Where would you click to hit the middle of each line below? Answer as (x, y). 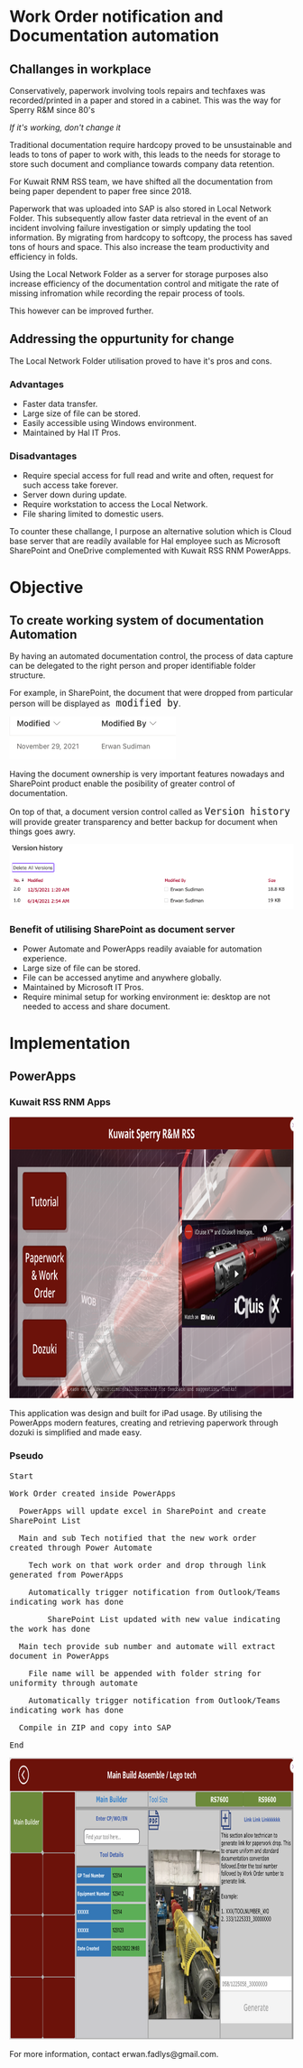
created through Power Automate (81, 1547)
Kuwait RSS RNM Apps (60, 1101)
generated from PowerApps (67, 1574)
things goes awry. (42, 831)
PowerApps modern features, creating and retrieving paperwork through (144, 1423)
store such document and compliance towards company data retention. (142, 164)
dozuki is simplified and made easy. (76, 1433)
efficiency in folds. (44, 256)
